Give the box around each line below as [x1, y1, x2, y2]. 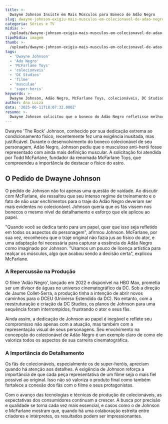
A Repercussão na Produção [5, 268, 76, 275]
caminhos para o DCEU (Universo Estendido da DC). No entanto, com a [5, 295, 152, 301]
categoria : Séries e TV [5, 21, 55, 26]
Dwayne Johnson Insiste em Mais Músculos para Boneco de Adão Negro [9, 12, 155, 17]
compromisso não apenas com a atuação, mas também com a [5, 321, 133, 327]
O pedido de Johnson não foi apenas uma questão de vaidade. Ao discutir [5, 187, 158, 193]
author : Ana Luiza [5, 100, 43, 105]
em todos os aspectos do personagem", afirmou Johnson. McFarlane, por [5, 229, 157, 235]
